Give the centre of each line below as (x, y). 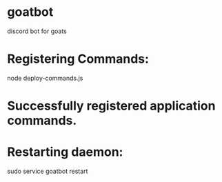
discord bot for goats (37, 31)
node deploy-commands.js (45, 78)
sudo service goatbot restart (48, 171)
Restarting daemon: (65, 152)
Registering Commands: (78, 59)
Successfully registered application (111, 106)
